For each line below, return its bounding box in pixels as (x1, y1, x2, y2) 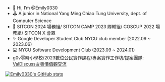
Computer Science (12, 18, 52, 24)
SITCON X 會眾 (24, 30, 56, 36)
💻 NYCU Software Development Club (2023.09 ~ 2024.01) (12, 47, 135, 53)
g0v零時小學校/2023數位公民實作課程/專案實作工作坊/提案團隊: (12, 55, 144, 60)
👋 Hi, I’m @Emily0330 (12, 5, 58, 11)
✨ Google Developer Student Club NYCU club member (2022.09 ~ (12, 36, 151, 41)
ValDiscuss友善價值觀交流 (12, 61, 67, 67)
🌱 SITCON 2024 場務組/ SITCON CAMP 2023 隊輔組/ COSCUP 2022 (12, 24, 155, 30)
